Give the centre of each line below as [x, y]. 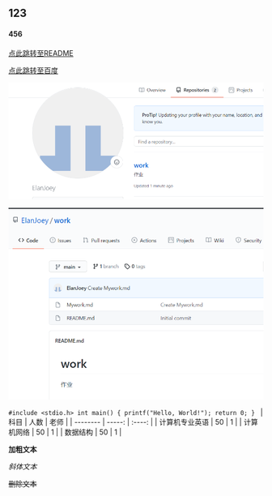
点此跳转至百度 [33, 70]
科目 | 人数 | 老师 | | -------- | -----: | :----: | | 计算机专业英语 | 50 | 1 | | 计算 [133, 421]
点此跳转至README [41, 53]
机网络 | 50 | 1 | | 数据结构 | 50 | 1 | [65, 432]
